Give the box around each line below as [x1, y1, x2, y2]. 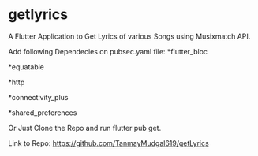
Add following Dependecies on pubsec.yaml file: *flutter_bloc [8, 46, 208, 56]
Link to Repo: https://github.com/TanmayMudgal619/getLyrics [8, 138, 209, 147]
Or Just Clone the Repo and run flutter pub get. [8, 123, 162, 132]
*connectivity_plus [8, 92, 69, 102]
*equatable [8, 61, 45, 72]
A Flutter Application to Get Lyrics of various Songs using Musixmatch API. [8, 32, 251, 41]
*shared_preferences [8, 108, 77, 117]
